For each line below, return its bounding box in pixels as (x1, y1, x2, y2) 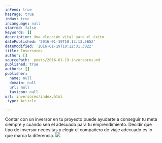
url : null (9, 85, 30, 90)
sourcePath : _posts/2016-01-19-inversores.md (5, 57, 100, 62)
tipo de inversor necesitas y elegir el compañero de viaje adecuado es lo (5, 127, 153, 133)
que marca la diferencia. (5, 133, 54, 139)
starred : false (5, 26, 36, 30)
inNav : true (5, 16, 30, 21)
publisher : (5, 71, 28, 76)
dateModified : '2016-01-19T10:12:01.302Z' (5, 44, 94, 49)
